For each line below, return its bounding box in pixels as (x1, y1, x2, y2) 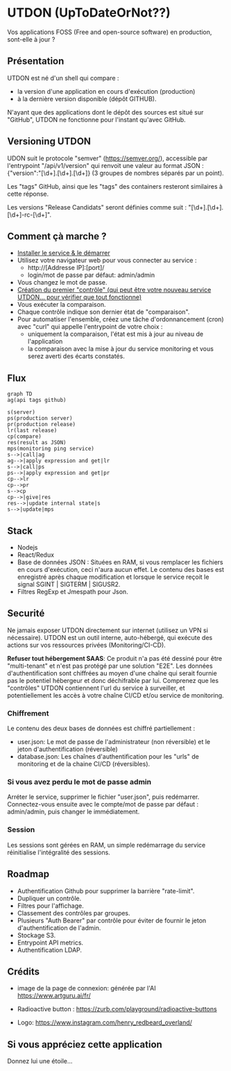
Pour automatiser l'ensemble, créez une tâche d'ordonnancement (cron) (17, 315, 224, 323)
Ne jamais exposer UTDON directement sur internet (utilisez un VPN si (7, 626, 208, 634)
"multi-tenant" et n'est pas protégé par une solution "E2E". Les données (7, 661, 213, 670)
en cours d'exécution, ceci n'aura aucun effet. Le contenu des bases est (17, 566, 224, 573)
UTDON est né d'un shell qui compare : (7, 74, 119, 82)
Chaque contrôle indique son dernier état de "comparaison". (17, 307, 190, 317)
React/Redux (17, 550, 54, 559)
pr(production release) (7, 421, 76, 428)
